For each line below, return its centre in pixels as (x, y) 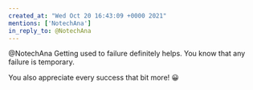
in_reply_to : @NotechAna (50, 31)
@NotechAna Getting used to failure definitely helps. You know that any (127, 54)
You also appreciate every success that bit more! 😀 (94, 78)
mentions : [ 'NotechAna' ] (50, 23)
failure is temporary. (41, 62)
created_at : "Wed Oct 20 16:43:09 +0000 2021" (88, 16)
